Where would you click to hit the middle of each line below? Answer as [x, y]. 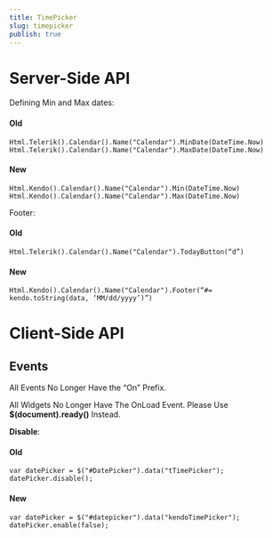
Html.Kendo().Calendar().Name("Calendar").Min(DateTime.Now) [125, 188]
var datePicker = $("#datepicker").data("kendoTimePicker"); [125, 518]
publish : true [36, 34]
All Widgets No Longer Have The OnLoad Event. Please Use [119, 405]
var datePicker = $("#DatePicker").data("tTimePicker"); [117, 471]
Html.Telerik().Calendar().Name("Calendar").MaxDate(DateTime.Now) [137, 150]
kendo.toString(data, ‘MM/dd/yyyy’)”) [81, 298]
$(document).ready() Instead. [65, 414]
